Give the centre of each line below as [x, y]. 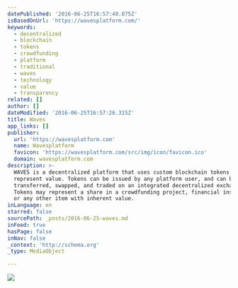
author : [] [23, 106]
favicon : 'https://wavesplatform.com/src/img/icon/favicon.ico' [110, 153]
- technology [33, 80]
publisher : [23, 133]
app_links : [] [28, 126]
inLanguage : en [30, 205]
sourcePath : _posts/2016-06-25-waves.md [68, 218]
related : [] [25, 100]
